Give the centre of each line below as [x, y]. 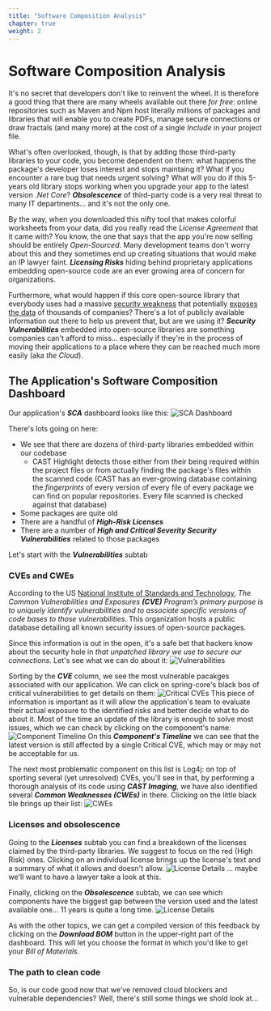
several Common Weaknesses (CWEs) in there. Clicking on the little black [133, 795]
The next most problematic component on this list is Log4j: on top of [122, 769]
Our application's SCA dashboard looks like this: [89, 413]
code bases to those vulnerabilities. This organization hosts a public [122, 619]
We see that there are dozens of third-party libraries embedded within [137, 444]
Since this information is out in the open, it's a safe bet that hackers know [131, 644]
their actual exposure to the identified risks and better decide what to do [129, 711]
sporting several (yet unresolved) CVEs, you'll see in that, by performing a [131, 778]
